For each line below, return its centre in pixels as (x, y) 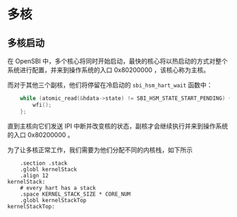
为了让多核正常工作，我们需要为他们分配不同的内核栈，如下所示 (100, 150)
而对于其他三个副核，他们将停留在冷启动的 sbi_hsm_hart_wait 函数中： (110, 85)
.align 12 (35, 175)
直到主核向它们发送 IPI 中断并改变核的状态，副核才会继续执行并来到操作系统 (118, 126)
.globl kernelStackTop (53, 200)
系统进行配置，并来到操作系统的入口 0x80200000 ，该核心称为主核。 (109, 70)
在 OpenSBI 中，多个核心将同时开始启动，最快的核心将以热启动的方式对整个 (117, 61)
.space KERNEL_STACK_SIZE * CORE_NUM (75, 194)
